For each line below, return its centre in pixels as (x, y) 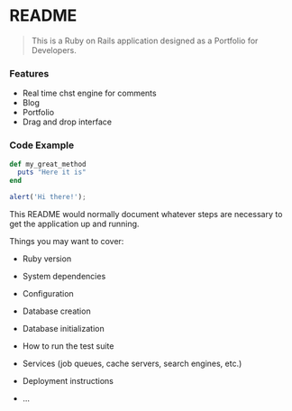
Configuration (48, 294)
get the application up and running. (74, 224)
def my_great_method (48, 164)
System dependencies (64, 277)
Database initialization (64, 329)
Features (29, 73)
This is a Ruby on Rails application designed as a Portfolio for (145, 41)
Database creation (57, 311)
